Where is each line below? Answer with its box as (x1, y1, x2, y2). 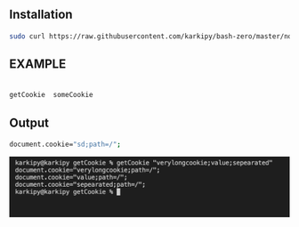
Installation (9, 7, 73, 22)
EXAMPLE (9, 57, 67, 72)
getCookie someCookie (9, 91, 93, 100)
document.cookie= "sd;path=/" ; (9, 140, 122, 150)
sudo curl (9, 31, 46, 41)
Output (9, 115, 49, 130)
